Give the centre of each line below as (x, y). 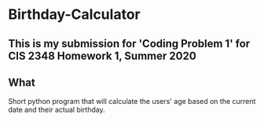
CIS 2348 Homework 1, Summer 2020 (102, 55)
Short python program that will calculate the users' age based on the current (132, 102)
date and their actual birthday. (57, 110)
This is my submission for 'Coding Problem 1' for (129, 44)
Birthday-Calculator (74, 15)
